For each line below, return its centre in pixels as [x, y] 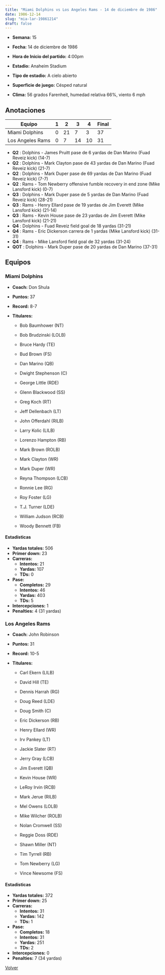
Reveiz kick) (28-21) [33, 200]
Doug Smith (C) [35, 711]
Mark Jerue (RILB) [38, 797]
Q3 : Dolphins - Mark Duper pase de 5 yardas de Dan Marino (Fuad [80, 195]
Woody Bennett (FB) [40, 526]
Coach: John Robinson [35, 634]
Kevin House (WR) [38, 778]
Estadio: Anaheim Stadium [39, 66]
